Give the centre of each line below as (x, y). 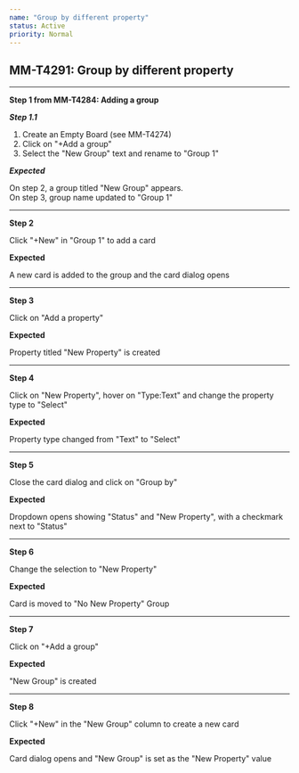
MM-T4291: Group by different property (121, 70)
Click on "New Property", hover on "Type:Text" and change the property (141, 395)
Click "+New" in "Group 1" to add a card (82, 241)
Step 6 (21, 552)
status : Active (37, 26)
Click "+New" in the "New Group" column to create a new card (124, 724)
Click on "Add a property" (57, 318)
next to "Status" (39, 526)
